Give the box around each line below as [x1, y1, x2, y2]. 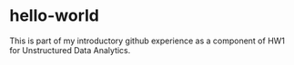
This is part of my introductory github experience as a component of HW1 [9, 35, 285, 46]
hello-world [9, 5, 100, 26]
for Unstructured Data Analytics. [9, 44, 131, 55]
